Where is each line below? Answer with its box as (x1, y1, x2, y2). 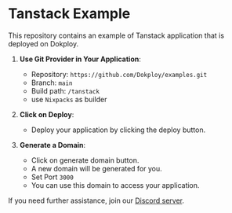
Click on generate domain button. (31, 155, 140, 165)
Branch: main (31, 78, 73, 87)
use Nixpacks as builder (31, 94, 107, 104)
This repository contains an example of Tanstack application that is (8, 31, 225, 40)
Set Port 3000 (31, 172, 74, 182)
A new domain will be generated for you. (31, 163, 162, 173)
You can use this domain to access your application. (31, 180, 200, 189)
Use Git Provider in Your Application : (19, 54, 141, 64)
